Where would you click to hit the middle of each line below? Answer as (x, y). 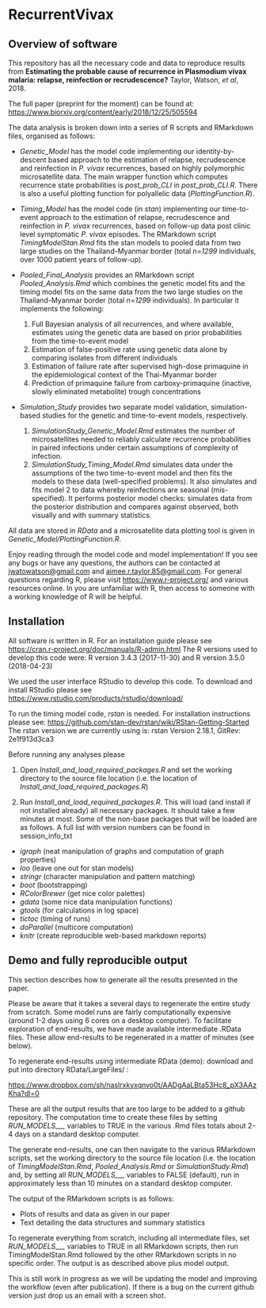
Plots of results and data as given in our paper (95, 1213)
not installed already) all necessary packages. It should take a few (127, 810)
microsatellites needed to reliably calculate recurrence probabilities (141, 439)
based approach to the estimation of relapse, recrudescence (147, 160)
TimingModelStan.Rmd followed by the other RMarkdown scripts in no (122, 1254)
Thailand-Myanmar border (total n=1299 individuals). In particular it (129, 300)
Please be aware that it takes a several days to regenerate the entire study (129, 1003)
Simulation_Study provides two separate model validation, (114, 407)
